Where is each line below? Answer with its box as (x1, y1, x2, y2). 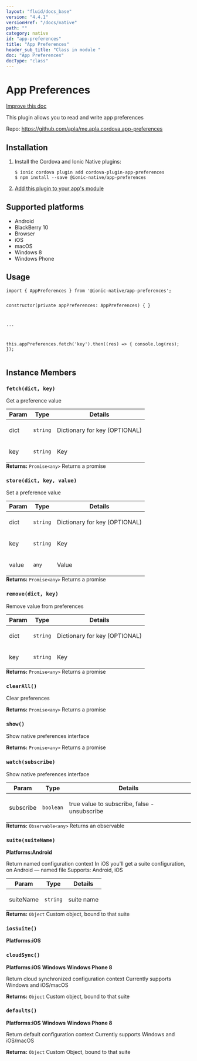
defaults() (6, 1007, 37, 1014)
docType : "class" (6, 58, 49, 64)
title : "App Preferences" (6, 42, 69, 48)
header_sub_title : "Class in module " (6, 47, 101, 53)
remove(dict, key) (6, 591, 59, 597)
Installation (6, 142, 48, 152)
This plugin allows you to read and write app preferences (6, 114, 144, 121)
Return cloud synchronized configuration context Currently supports (6, 975, 172, 982)
